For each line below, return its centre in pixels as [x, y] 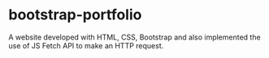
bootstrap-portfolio [75, 15]
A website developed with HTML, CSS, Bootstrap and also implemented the [135, 37]
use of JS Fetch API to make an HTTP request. [86, 45]
